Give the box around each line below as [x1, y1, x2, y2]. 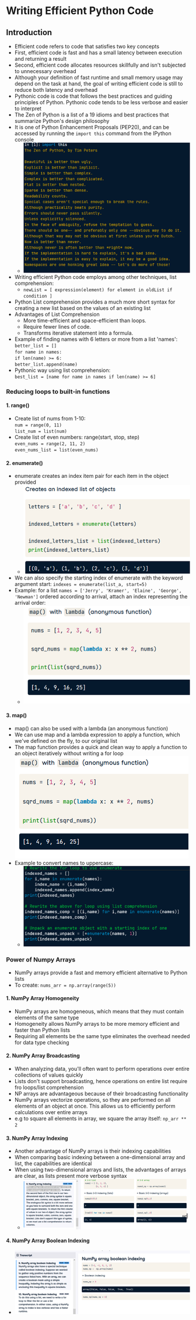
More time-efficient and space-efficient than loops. [23, 317, 147, 324]
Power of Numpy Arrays [6, 956, 76, 964]
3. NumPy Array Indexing [6, 1135, 68, 1142]
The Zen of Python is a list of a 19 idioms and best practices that [14, 111, 169, 118]
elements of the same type [14, 1014, 79, 1021]
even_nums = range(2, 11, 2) [14, 441, 86, 447]
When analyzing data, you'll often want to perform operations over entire [14, 1065, 190, 1072]
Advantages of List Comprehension [14, 311, 100, 318]
